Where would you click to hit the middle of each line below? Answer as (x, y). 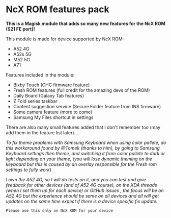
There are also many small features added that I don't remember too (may (83, 127)
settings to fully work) (29, 169)
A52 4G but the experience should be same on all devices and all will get (82, 196)
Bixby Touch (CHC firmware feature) (51, 85)
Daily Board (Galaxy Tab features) (49, 95)
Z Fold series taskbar (35, 101)
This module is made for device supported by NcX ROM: (65, 39)
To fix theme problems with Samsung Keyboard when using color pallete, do (86, 142)
